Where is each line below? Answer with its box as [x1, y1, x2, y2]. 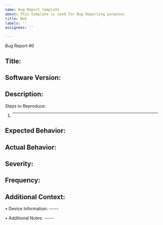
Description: [5, 90, 44, 98]
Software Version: [5, 74, 61, 82]
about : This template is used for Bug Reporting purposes [5, 12, 125, 17]
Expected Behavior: [5, 127, 66, 135]
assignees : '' [5, 25, 34, 30]
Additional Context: [5, 193, 65, 201]
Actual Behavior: [5, 143, 57, 151]
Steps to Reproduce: [5, 103, 46, 109]
